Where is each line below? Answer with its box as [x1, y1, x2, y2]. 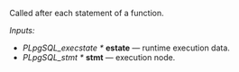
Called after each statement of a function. [9, 8, 164, 18]
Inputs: [9, 25, 35, 35]
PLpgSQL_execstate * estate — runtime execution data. [22, 42, 230, 53]
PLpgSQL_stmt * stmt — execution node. [22, 52, 176, 62]
